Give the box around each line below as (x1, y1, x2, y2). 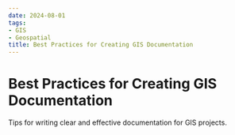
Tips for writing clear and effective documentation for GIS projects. (8, 118, 228, 127)
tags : (8, 19, 26, 27)
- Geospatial (8, 33, 52, 42)
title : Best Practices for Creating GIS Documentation (8, 41, 194, 49)
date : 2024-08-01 (8, 11, 66, 20)
